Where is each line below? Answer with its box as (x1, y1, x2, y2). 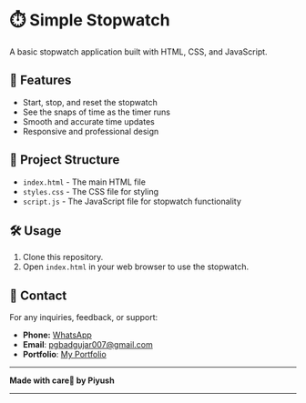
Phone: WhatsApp (22, 329, 93, 340)
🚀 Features (9, 73, 72, 88)
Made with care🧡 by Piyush (9, 375, 116, 386)
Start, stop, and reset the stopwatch (22, 96, 158, 107)
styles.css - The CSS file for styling (22, 186, 159, 196)
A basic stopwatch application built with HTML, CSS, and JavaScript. (9, 45, 268, 57)
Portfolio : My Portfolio (22, 349, 107, 360)
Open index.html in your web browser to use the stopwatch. (22, 261, 250, 272)
